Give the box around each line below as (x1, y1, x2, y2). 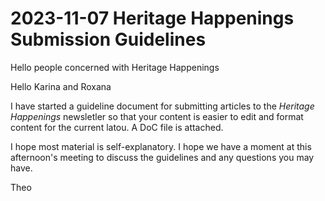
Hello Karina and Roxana (10, 80, 112, 92)
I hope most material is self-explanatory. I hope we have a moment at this (10, 140, 312, 152)
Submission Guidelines (10, 28, 207, 51)
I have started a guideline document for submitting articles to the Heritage (10, 100, 315, 112)
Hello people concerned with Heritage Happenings (10, 61, 220, 73)
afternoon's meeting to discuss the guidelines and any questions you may (10, 151, 315, 163)
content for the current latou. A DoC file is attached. (10, 121, 224, 133)
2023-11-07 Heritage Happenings (10, 7, 295, 30)
